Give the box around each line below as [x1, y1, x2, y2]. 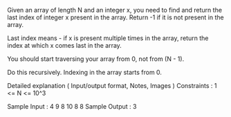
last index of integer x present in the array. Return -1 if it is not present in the [7, 13, 224, 21]
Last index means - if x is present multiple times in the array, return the [7, 34, 209, 42]
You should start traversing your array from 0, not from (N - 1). [7, 55, 185, 63]
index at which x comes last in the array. [7, 42, 122, 49]
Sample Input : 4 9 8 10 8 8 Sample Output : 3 [7, 102, 137, 110]
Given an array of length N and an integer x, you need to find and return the [7, 6, 223, 14]
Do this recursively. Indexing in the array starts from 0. [7, 69, 163, 76]
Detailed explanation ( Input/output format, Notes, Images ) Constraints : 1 [7, 82, 217, 89]
